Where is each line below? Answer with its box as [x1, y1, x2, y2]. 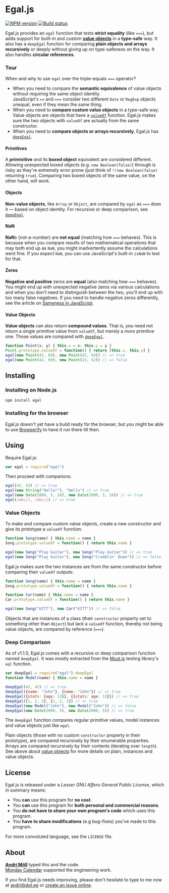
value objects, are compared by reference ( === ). [5, 626, 105, 632]
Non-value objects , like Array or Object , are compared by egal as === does [5, 201, 161, 207]
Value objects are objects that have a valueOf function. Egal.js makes [12, 112, 156, 118]
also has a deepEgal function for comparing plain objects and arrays [5, 40, 148, 46]
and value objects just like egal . [5, 722, 71, 728]
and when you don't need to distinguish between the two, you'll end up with [5, 289, 163, 295]
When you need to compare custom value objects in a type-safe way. [12, 107, 159, 113]
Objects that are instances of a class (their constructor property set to [5, 615, 151, 622]
